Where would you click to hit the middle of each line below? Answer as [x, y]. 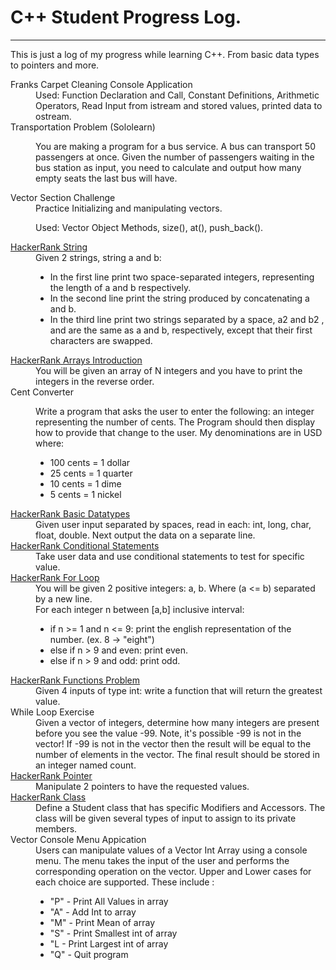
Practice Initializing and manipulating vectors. [129, 208]
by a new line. [64, 598]
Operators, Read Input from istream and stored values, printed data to [179, 105]
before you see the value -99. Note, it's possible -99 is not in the [168, 733]
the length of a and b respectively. [120, 287]
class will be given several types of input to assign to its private [166, 818]
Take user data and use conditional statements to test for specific [170, 556]
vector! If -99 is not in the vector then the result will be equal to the [173, 743]
